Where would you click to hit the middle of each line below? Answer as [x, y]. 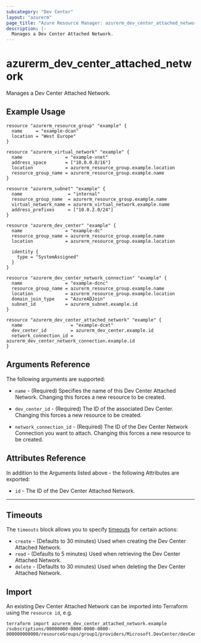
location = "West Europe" [44, 136]
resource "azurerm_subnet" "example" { [56, 189]
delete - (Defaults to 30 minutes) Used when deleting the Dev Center [100, 567]
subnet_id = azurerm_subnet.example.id [74, 304]
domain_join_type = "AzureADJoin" [59, 299]
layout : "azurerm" [29, 17]
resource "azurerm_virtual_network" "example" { [68, 152]
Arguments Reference [48, 364]
